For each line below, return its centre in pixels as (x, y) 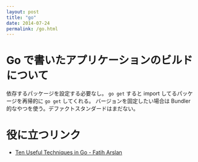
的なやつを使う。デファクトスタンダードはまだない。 (73, 109)
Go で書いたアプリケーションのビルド (100, 60)
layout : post (23, 12)
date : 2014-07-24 (28, 23)
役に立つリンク (44, 135)
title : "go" (21, 18)
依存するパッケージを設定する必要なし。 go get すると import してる (92, 94)
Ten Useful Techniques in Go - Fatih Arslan (68, 152)
